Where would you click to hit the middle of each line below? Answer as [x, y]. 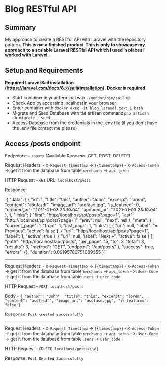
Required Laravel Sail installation [40, 82]
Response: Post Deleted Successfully [44, 358]
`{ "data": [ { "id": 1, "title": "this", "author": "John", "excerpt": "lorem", [76, 199]
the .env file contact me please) [44, 128]
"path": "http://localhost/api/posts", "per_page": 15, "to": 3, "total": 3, [75, 241]
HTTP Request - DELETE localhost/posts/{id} [52, 348]
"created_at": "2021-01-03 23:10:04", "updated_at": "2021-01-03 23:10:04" [82, 209]
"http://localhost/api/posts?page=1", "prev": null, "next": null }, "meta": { [78, 220]
